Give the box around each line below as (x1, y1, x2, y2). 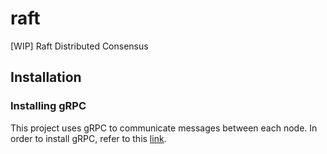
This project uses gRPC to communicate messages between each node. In (10, 122, 318, 134)
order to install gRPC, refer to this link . (10, 132, 167, 144)
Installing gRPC (10, 99, 87, 113)
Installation (10, 69, 82, 86)
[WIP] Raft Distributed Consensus (10, 40, 149, 52)
